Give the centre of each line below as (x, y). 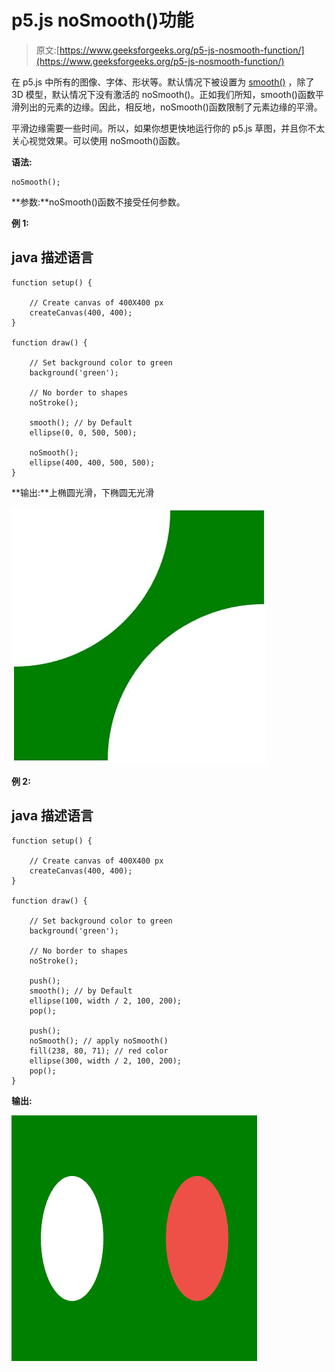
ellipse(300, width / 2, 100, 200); (106, 1061)
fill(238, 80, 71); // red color (99, 1051)
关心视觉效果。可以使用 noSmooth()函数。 (98, 140)
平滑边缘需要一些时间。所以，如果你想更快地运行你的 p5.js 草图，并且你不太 (168, 128)
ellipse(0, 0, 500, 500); (83, 432)
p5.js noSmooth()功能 (102, 20)
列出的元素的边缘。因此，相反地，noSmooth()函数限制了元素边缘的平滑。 (171, 107)
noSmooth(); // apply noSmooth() (99, 1041)
